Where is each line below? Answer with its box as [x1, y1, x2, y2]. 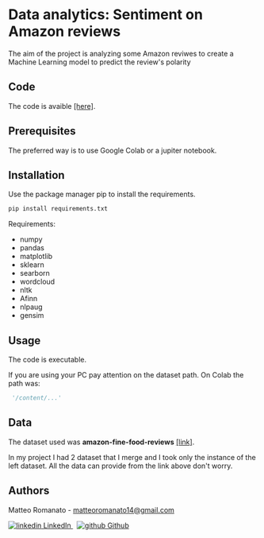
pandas [19, 243, 45, 253]
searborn [19, 269, 50, 278]
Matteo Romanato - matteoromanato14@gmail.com [8, 505, 174, 514]
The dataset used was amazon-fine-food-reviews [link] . [8, 437, 195, 447]
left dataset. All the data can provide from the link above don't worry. [8, 461, 233, 470]
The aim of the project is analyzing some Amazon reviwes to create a [8, 48, 234, 58]
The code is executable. [8, 355, 87, 365]
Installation [8, 168, 65, 182]
